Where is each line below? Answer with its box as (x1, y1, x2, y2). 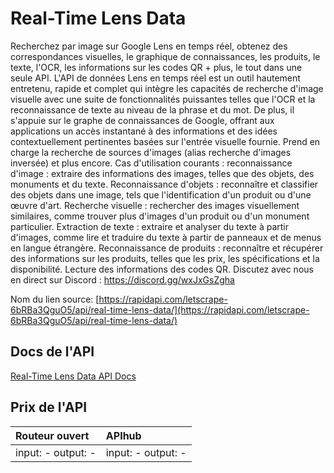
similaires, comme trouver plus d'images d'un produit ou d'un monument (10, 210, 310, 222)
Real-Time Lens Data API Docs (10, 370, 137, 382)
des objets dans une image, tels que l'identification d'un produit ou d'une (10, 188, 312, 201)
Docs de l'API (10, 343, 95, 361)
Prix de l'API (10, 399, 88, 416)
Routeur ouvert (15, 428, 90, 442)
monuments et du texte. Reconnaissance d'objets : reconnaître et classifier (10, 178, 319, 190)
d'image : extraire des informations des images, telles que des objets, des (10, 167, 315, 179)
